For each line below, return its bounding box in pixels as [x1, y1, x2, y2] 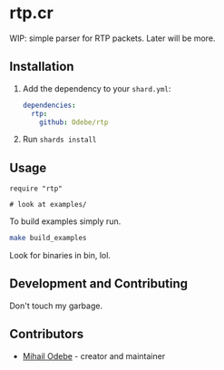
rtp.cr [9, 3, 54, 24]
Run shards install [22, 134, 97, 145]
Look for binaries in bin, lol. [9, 250, 112, 261]
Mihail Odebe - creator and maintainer [22, 350, 166, 361]
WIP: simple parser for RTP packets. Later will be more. [9, 33, 216, 44]
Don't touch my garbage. [9, 300, 102, 311]
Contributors [9, 326, 84, 342]
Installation [9, 59, 74, 74]
